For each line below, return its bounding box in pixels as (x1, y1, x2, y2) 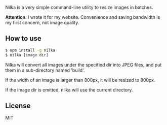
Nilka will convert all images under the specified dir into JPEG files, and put (5, 61, 162, 68)
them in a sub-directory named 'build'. (5, 67, 85, 73)
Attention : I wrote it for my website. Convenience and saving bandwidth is (5, 14, 160, 20)
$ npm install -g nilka (5, 48, 56, 53)
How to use (5, 34, 41, 43)
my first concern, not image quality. (5, 20, 79, 25)
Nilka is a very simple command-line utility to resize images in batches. (5, 5, 153, 10)
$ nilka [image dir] (5, 52, 49, 57)
